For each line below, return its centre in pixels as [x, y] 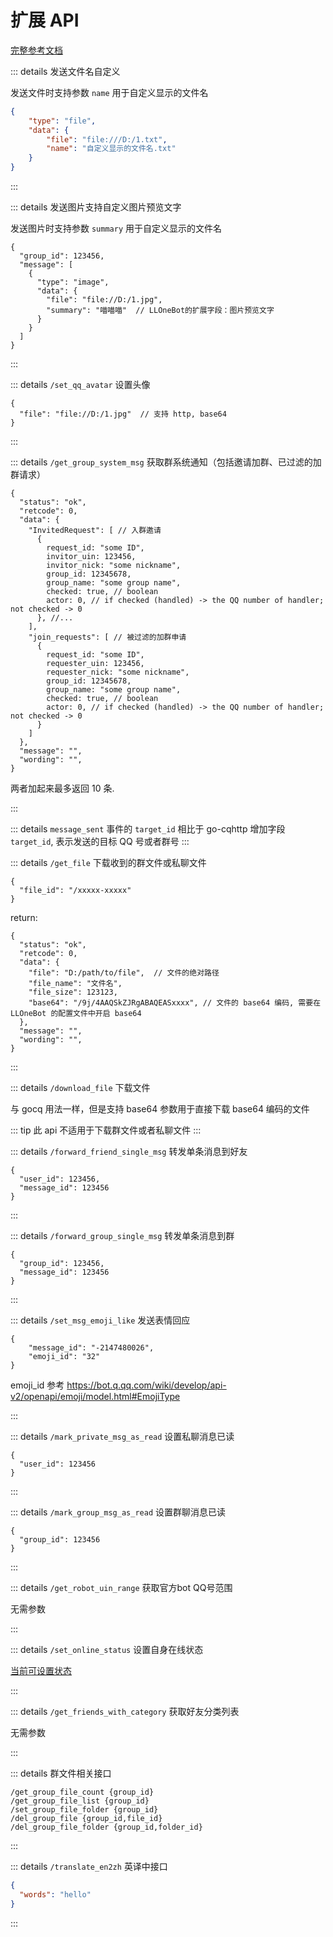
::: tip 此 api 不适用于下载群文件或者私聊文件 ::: [106, 1130]
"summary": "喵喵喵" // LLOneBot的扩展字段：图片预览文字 [160, 311]
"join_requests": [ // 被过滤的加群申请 [107, 637]
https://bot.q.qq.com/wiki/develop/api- [146, 1385]
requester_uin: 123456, [95, 664]
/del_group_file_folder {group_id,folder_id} [106, 1827]
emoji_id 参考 [37, 1385]
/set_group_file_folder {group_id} [84, 1810]
